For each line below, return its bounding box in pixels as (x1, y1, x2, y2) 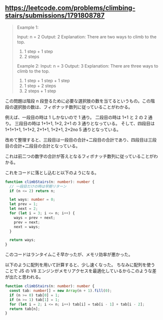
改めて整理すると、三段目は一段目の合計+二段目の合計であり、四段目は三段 (5, 137, 157, 142)
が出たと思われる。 (5, 274, 44, 280)
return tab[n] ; (9, 306, 40, 311)
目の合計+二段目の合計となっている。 (5, 143, 80, 149)
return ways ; (9, 238, 36, 243)
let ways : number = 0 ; (9, 197, 55, 202)
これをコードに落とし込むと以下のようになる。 (5, 170, 99, 176)
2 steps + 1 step (24, 88, 56, 94)
